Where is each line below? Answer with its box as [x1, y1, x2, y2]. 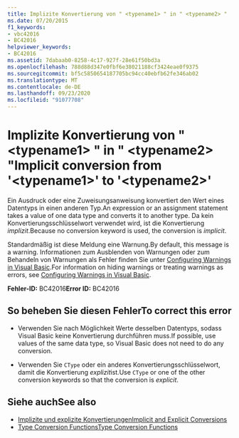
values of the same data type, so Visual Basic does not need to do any [17, 339, 224, 348]
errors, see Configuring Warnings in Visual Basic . [7, 270, 152, 278]
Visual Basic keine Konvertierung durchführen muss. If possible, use [17, 331, 216, 340]
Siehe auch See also [7, 396, 97, 408]
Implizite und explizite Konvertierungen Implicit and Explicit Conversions [17, 414, 228, 424]
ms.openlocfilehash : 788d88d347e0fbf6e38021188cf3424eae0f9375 [7, 63, 199, 71]
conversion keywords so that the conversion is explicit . [17, 375, 179, 384]
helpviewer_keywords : [7, 43, 72, 51]
